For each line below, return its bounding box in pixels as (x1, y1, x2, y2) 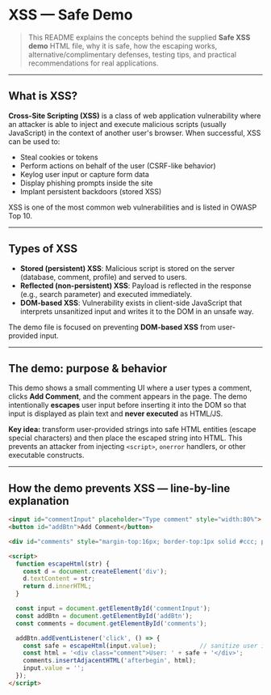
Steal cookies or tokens (19, 152, 98, 162)
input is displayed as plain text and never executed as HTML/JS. (8, 409, 223, 418)
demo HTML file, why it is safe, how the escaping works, (27, 40, 218, 50)
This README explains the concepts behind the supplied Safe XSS (27, 32, 251, 42)
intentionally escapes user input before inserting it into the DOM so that (8, 400, 247, 410)
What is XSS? (8, 89, 78, 103)
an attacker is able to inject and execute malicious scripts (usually (8, 119, 227, 129)
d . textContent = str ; (23, 574, 95, 583)
